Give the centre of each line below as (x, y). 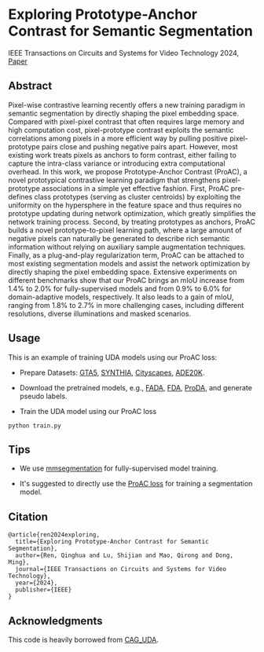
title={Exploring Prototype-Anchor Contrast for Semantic (112, 542)
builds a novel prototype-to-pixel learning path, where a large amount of (125, 230)
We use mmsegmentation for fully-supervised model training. (119, 468)
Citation (28, 516)
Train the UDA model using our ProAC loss (88, 411)
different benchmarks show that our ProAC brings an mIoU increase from (126, 280)
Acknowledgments (56, 621)
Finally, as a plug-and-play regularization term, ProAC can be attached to (126, 255)
